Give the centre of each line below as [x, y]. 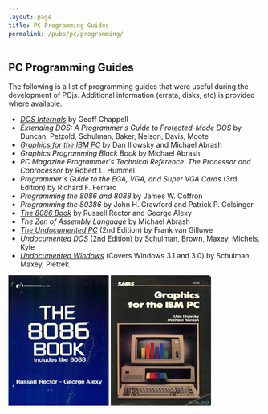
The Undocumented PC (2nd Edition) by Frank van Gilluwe [116, 230]
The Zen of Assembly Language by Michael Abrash [105, 221]
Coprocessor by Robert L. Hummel [77, 170]
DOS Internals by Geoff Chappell [74, 120]
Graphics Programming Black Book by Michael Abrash [110, 153]
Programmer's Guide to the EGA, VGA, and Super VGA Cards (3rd [128, 179]
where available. [35, 103]
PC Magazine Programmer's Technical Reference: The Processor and [135, 162]
